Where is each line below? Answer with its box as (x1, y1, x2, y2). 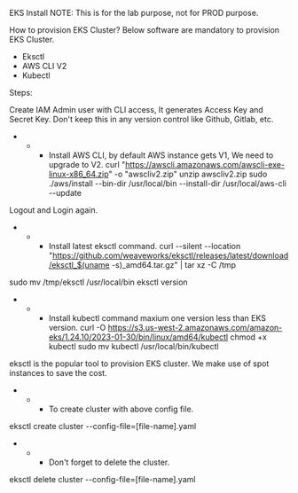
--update (48, 188, 82, 198)
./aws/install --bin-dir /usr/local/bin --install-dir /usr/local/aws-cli (48, 178, 286, 189)
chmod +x (230, 332, 268, 342)
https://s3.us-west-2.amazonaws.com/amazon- (107, 323, 283, 333)
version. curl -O (48, 323, 106, 333)
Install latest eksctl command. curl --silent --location (48, 241, 241, 251)
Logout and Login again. (9, 205, 98, 215)
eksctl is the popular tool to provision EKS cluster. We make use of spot (9, 358, 270, 369)
